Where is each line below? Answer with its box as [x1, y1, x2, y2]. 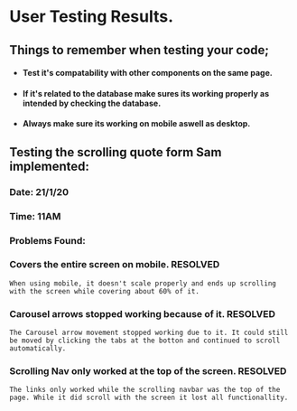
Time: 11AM [9, 210, 61, 222]
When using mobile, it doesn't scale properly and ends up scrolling [9, 278, 277, 288]
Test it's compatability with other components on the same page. [22, 68, 273, 79]
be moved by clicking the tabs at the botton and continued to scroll [9, 336, 281, 345]
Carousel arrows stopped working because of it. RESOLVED [9, 307, 276, 320]
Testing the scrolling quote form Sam [9, 145, 222, 160]
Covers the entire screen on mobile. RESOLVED [9, 258, 220, 271]
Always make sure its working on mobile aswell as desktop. [22, 118, 251, 129]
